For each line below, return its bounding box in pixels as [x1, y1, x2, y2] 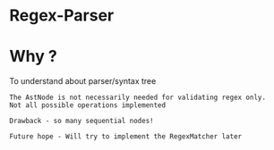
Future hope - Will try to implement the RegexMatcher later [9, 132, 243, 141]
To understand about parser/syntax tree [9, 76, 157, 87]
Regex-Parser [9, 5, 115, 26]
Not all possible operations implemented [9, 101, 167, 110]
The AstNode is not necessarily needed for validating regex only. [9, 93, 267, 103]
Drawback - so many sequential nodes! [9, 117, 154, 126]
